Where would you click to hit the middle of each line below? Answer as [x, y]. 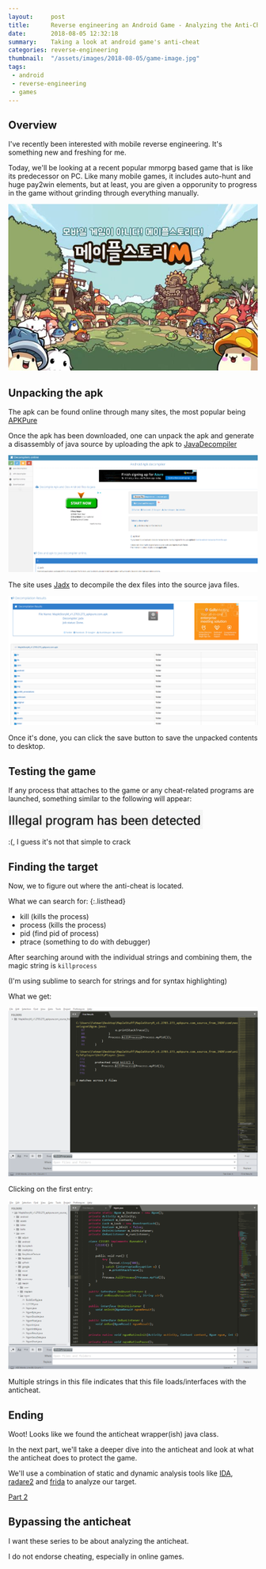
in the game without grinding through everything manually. [104, 193]
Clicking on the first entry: [51, 1189]
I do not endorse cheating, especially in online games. [96, 1556]
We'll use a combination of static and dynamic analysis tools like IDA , [121, 1473]
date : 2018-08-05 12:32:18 [63, 33]
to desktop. [27, 746]
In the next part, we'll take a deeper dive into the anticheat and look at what [131, 1449]
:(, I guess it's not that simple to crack [70, 842]
